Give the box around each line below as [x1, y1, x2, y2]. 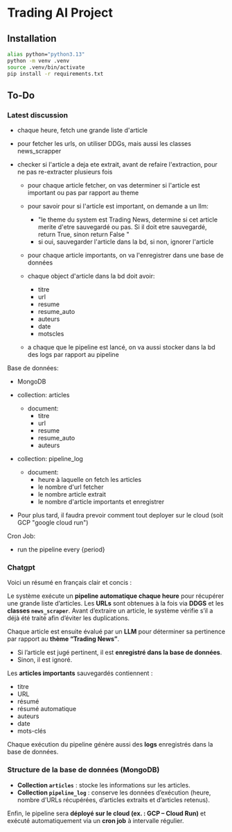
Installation [7, 33, 57, 44]
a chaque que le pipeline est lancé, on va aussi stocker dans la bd [27, 343, 216, 351]
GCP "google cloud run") [17, 519, 89, 527]
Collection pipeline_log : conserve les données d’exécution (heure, [17, 788, 211, 797]
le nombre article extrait [37, 490, 106, 499]
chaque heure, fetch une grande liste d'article [17, 126, 148, 135]
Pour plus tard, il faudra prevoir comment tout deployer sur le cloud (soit [17, 511, 224, 519]
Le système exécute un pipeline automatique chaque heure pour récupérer [7, 592, 224, 600]
